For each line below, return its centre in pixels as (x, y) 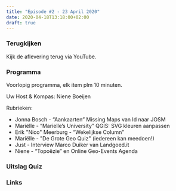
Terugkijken (24, 43)
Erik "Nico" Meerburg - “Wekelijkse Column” (69, 132)
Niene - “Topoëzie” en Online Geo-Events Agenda (76, 151)
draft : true (21, 23)
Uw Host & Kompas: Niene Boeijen (49, 96)
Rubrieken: (19, 108)
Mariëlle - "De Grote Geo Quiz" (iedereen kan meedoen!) (85, 138)
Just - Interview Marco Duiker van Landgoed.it (72, 145)
